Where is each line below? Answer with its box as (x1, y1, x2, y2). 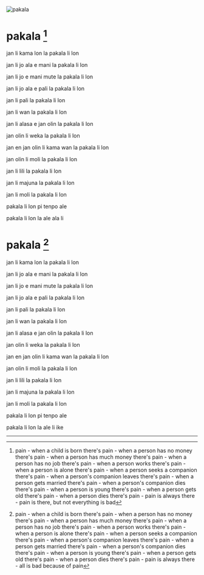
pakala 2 (6, 236, 49, 252)
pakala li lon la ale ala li (6, 215, 64, 222)
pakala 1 (6, 27, 47, 43)
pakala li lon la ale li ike (6, 423, 64, 431)
